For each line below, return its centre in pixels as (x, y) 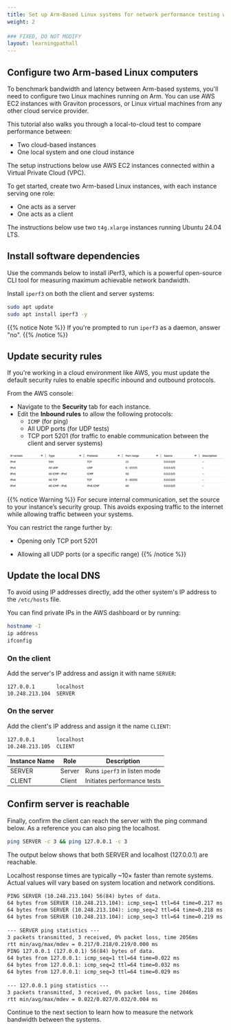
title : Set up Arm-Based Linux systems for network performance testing (113, 14)
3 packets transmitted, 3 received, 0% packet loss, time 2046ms (102, 992)
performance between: (40, 131)
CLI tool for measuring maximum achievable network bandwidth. (99, 280)
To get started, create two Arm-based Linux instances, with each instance (112, 186)
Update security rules (55, 356)
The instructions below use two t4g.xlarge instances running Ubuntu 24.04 (114, 227)
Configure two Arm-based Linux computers (103, 72)
